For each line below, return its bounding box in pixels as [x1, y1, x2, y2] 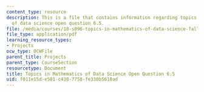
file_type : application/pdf [6, 31, 78, 38]
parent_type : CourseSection [6, 59, 78, 65]
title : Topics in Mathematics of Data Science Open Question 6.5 [6, 71, 175, 77]
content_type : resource [6, 8, 67, 15]
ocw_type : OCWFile [6, 48, 53, 54]
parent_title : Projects [6, 54, 67, 60]
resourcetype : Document [6, 65, 67, 71]
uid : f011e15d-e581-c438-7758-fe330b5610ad [6, 76, 118, 82]
